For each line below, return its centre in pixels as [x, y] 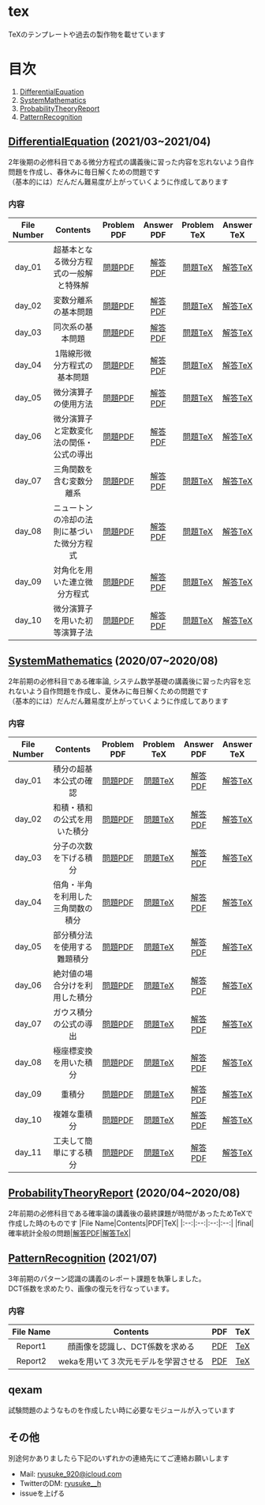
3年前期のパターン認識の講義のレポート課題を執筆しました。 [107, 1278]
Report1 [32, 1346]
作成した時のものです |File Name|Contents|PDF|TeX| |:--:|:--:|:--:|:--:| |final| [131, 1223]
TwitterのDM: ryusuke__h [60, 1483]
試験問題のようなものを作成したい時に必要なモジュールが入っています [122, 1410]
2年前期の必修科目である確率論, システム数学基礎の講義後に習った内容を [126, 681]
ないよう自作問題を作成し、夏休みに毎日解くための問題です [112, 691]
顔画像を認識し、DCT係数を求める [131, 1347]
